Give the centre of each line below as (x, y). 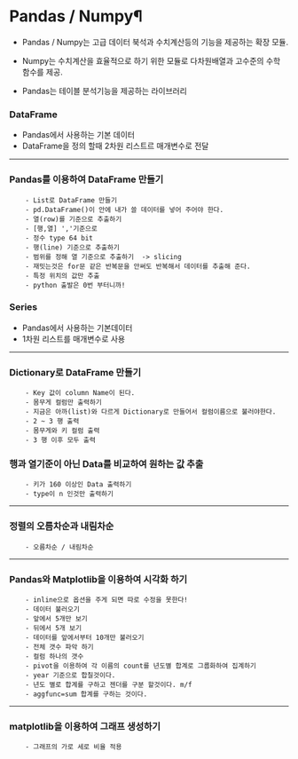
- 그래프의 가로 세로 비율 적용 (74, 747)
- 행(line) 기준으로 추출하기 (72, 247)
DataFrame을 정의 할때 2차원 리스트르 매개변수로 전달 (115, 146)
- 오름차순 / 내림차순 (59, 547)
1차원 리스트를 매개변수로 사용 (74, 338)
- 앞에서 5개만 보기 (57, 619)
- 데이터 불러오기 (52, 610)
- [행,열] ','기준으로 (61, 228)
